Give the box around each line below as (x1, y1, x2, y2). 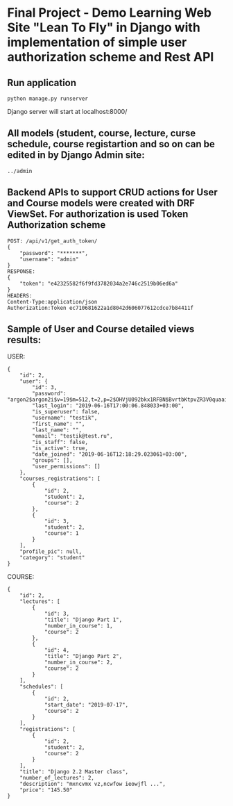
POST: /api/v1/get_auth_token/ (7, 238, 98, 245)
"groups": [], (32, 457, 73, 464)
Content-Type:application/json (7, 298, 98, 305)
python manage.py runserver (7, 95, 89, 102)
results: (7, 334, 42, 346)
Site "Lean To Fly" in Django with (7, 19, 201, 35)
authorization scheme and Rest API (7, 49, 214, 65)
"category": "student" (19, 554, 85, 561)
